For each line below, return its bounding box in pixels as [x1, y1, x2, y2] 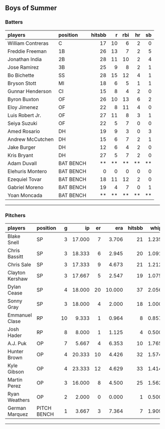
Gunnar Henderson [7, 88, 52, 95]
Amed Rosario [7, 128, 40, 134]
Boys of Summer [5, 4, 57, 12]
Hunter [7, 348, 24, 355]
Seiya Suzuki [7, 120, 38, 127]
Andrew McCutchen [7, 135, 54, 142]
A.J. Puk [7, 340, 27, 347]
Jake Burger [7, 144, 36, 151]
